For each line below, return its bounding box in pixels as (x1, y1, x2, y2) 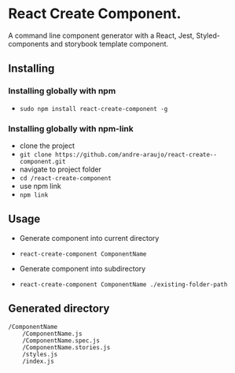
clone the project (19, 141, 75, 150)
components (8, 39, 50, 48)
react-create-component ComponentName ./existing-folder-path (19, 280, 228, 288)
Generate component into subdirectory (19, 264, 146, 273)
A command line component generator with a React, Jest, (8, 31, 195, 40)
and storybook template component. (50, 39, 169, 48)
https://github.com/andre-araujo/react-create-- (54, 150, 218, 158)
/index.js (22, 357, 55, 365)
